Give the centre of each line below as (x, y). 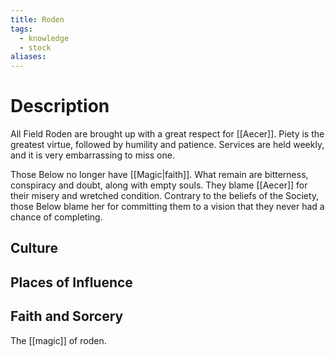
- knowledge (44, 38)
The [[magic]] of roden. (58, 340)
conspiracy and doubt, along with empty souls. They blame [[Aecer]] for (159, 185)
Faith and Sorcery (67, 316)
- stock (35, 47)
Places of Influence (71, 282)
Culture (34, 248)
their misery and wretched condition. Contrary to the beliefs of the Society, (165, 196)
